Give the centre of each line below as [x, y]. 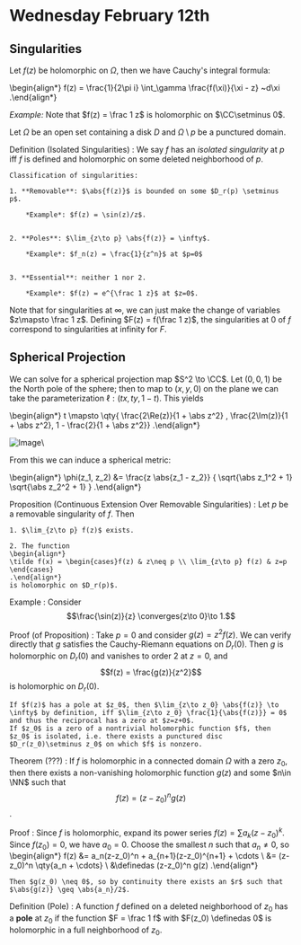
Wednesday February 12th [110, 16]
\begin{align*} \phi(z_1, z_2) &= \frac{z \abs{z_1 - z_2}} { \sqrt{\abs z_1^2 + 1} [151, 477]
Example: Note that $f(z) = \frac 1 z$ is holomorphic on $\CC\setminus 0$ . [147, 115]
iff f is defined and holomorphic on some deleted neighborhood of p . [136, 159]
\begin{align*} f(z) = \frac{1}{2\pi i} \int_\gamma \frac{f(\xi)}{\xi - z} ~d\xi [145, 88]
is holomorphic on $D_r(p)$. [64, 585]
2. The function [40, 546]
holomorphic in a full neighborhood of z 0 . [86, 931]
